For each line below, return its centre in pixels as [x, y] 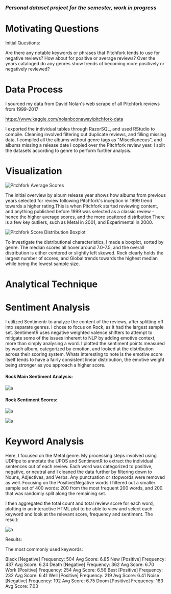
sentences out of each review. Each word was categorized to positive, [79, 467]
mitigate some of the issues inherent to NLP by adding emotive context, [80, 338]
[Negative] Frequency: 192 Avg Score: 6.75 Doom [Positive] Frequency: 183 [84, 581]
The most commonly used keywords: [44, 549]
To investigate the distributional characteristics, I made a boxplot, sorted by [84, 242]
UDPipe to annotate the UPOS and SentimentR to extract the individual [79, 461]
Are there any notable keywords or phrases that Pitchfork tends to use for [83, 53]
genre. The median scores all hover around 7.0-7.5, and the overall [75, 247]
